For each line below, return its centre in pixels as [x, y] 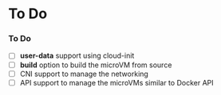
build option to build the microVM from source [96, 65]
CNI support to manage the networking [84, 74]
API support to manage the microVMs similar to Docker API [116, 82]
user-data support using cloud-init [77, 55]
